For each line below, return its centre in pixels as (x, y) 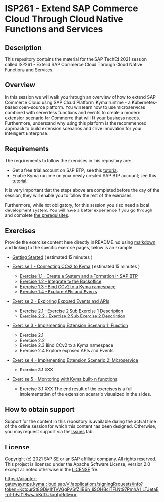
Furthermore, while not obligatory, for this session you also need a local (77, 205)
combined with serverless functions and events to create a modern (73, 112)
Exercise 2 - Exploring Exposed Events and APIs (61, 301)
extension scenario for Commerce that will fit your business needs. (73, 118)
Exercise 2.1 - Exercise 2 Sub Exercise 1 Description (71, 311)
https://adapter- (21, 479)
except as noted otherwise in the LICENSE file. (52, 470)
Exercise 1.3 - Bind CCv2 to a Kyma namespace (67, 287)
